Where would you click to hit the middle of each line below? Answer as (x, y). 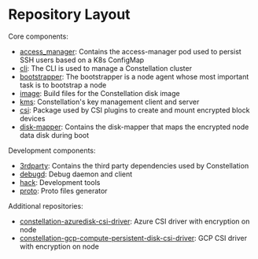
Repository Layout (70, 15)
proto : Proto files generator (63, 191)
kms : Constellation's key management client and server (109, 102)
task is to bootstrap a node (63, 85)
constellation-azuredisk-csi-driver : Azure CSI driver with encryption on (135, 221)
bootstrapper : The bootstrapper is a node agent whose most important (134, 76)
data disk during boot (54, 135)
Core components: (38, 36)
